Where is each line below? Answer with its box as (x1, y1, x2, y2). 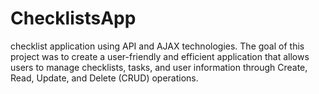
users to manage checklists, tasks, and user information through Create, (10, 61, 308, 73)
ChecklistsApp (10, 7, 137, 30)
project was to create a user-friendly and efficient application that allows (10, 50, 310, 62)
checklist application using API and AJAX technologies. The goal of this (10, 40, 305, 52)
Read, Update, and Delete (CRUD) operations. (10, 72, 199, 84)
